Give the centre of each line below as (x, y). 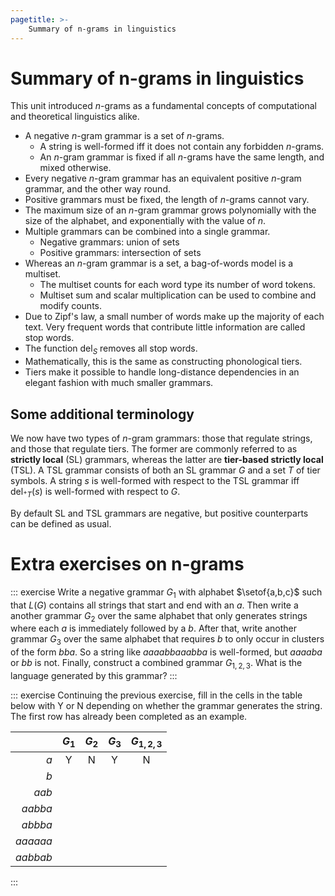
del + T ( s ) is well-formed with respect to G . (95, 493)
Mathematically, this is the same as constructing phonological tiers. (163, 362)
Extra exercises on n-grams (127, 564)
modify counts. (71, 306)
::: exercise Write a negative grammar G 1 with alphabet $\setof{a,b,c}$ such (166, 593)
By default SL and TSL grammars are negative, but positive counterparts (159, 513)
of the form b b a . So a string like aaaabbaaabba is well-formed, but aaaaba (166, 652)
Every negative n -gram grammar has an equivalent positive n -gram (163, 178)
